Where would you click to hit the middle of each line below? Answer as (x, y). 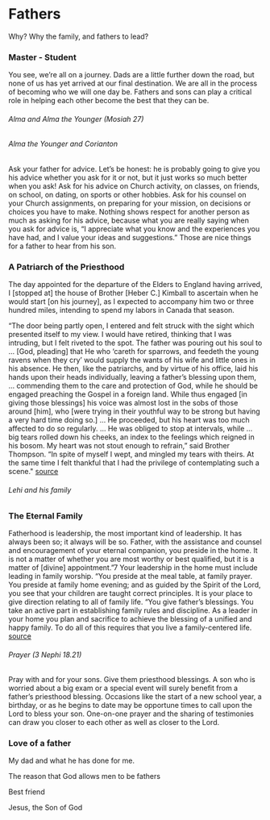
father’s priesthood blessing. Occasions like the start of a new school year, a (135, 697)
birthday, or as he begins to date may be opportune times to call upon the (130, 706)
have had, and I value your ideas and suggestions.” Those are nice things (130, 238)
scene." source (33, 472)
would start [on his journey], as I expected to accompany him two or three (131, 302)
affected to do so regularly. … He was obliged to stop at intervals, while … (131, 429)
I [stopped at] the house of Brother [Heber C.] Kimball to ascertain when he (133, 293)
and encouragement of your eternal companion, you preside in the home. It (133, 550)
